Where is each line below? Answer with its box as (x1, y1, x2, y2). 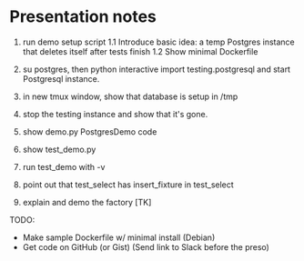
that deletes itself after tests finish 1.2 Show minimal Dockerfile (22, 45, 258, 56)
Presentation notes (9, 6, 157, 27)
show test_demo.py (22, 144, 96, 155)
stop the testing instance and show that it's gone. (22, 108, 208, 119)
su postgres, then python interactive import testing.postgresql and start (22, 64, 291, 75)
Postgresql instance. (22, 73, 100, 84)
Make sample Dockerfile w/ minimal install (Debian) (22, 232, 216, 243)
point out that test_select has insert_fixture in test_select (22, 179, 234, 190)
